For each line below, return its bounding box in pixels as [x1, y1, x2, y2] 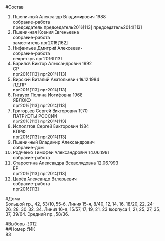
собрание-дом [12, 145, 44, 150]
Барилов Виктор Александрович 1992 [12, 61, 92, 66]
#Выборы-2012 [5, 221, 37, 227]
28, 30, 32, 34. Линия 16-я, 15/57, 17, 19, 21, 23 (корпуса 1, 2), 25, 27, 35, [13, 206, 161, 212]
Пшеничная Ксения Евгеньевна [12, 30, 79, 35]
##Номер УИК [5, 226, 36, 232]
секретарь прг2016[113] [12, 56, 62, 61]
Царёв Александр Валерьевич [12, 176, 77, 181]
